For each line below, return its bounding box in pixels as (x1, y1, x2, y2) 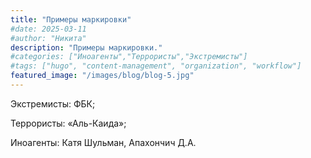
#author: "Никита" (10, 33, 87, 43)
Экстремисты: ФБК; (10, 97, 96, 110)
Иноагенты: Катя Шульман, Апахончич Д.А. (10, 136, 197, 148)
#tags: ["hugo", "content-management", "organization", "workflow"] (10, 61, 302, 71)
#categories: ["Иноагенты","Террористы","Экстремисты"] (10, 52, 248, 62)
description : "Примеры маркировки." (10, 42, 163, 53)
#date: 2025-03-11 (10, 24, 87, 34)
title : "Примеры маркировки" (10, 14, 132, 25)
